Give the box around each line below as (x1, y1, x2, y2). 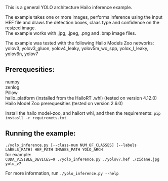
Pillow (5, 89, 18, 96)
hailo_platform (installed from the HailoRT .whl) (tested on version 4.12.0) (5, 95, 157, 101)
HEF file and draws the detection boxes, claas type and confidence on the (5, 20, 160, 25)
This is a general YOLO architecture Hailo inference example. (5, 5, 133, 10)
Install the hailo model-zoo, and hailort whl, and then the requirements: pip (5, 110, 161, 116)
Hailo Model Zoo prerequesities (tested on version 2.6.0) (5, 100, 123, 106)
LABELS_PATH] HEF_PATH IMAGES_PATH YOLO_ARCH (5, 147, 103, 152)
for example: (5, 151, 32, 157)
